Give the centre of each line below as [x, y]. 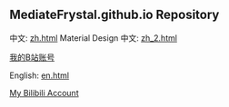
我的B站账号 [32, 57]
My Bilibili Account [44, 92]
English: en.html [40, 75]
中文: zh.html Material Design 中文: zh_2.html [93, 38]
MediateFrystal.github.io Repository [114, 15]
